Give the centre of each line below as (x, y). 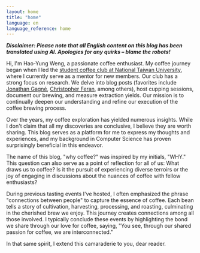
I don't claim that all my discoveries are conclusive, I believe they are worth (99, 126)
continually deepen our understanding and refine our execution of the (92, 102)
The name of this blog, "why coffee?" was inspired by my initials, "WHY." (96, 157)
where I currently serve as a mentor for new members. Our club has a (92, 76)
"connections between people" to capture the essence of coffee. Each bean (100, 200)
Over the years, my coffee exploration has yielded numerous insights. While (100, 120)
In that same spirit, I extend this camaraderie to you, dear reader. (86, 244)
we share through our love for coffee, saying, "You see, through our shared (99, 226)
